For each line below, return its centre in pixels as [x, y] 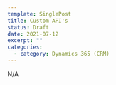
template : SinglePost [39, 14]
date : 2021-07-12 [33, 34]
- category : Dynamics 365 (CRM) [62, 54]
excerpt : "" [25, 41]
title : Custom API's [38, 21]
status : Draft [28, 27]
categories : [25, 47]
